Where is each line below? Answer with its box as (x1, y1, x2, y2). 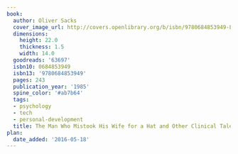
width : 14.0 (19, 50, 55, 57)
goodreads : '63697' (13, 57, 71, 64)
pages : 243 (13, 76, 45, 84)
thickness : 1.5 (19, 43, 65, 50)
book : (6, 10, 23, 18)
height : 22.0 (19, 37, 58, 44)
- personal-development (13, 116, 83, 123)
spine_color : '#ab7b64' (13, 89, 83, 97)
